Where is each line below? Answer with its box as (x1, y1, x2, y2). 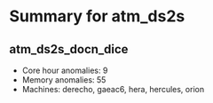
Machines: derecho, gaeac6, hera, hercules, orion (21, 84, 205, 94)
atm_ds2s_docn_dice (9, 42, 129, 57)
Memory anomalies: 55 (21, 75, 106, 85)
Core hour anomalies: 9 (21, 65, 108, 75)
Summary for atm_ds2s (9, 6, 185, 27)
